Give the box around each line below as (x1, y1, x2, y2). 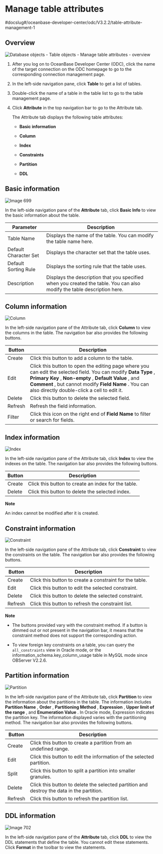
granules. (30, 773, 51, 780)
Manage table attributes (5, 3, 104, 15)
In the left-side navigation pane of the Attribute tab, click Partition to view (5, 694, 152, 700)
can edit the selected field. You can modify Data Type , (30, 369, 155, 376)
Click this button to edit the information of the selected (30, 753, 154, 760)
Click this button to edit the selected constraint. (30, 584, 138, 591)
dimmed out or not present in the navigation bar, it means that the (12, 628, 143, 633)
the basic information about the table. (5, 212, 80, 218)
